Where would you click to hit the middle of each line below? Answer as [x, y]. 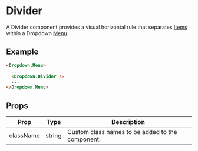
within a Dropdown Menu [37, 33]
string [54, 135]
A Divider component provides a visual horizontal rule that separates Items [97, 27]
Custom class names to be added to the [122, 132]
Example [22, 52]
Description [128, 122]
